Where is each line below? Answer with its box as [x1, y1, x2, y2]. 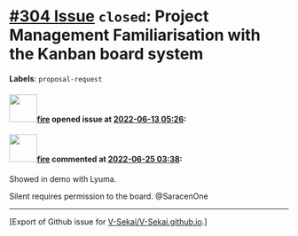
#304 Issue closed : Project [9, 6, 209, 27]
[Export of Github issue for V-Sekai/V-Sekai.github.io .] [9, 216, 208, 227]
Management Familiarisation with [9, 25, 262, 45]
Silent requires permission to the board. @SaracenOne [9, 191, 208, 201]
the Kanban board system [9, 44, 204, 64]
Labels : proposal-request [9, 73, 103, 83]
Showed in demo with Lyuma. [9, 173, 117, 184]
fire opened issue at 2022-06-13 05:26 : [36, 114, 187, 124]
